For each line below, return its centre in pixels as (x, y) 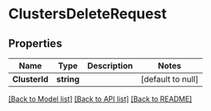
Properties (35, 44)
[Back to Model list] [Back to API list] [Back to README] (100, 99)
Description (110, 66)
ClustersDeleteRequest (87, 14)
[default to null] (169, 79)
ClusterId (30, 79)
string (68, 79)
